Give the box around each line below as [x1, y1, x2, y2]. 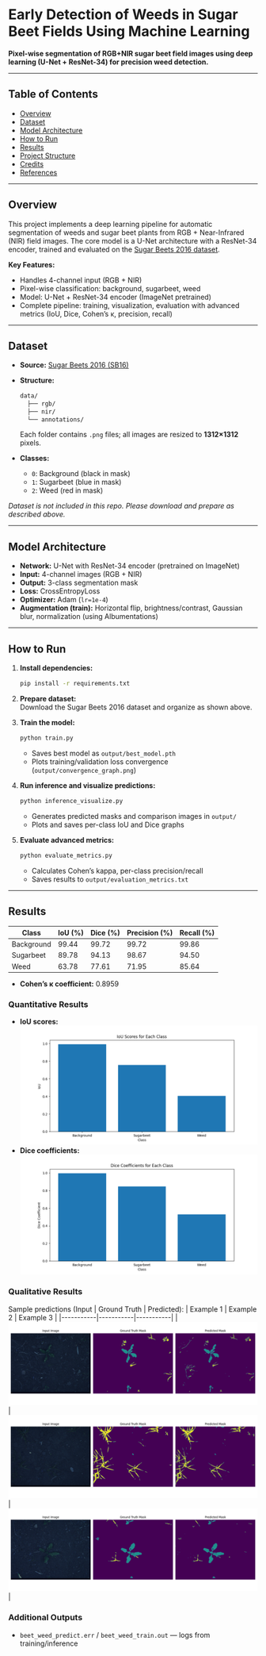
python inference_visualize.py [19, 797, 123, 805]
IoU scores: [19, 1017, 59, 1027]
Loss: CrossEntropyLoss [19, 586, 101, 596]
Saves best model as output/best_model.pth [31, 748, 177, 758]
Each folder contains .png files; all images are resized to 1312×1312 [19, 430, 239, 440]
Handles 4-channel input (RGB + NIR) [19, 275, 142, 285]
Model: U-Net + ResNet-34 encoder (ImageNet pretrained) [19, 292, 212, 302]
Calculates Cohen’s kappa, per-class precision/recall [31, 866, 203, 875]
